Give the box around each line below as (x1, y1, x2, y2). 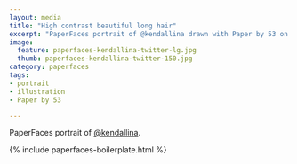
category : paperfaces (9, 63, 90, 72)
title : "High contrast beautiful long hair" (9, 21, 177, 30)
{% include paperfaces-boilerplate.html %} (9, 144, 167, 155)
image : (9, 37, 34, 47)
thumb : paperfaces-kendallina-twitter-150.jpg (17, 54, 193, 63)
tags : (9, 71, 29, 80)
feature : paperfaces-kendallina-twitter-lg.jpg (17, 46, 197, 55)
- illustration (9, 87, 66, 96)
